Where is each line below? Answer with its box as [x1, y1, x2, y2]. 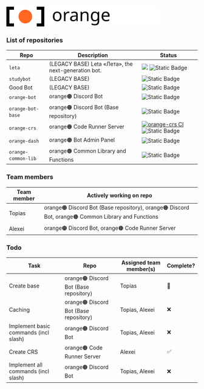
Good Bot [8, 83, 33, 91]
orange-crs [8, 125, 36, 131]
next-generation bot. [49, 67, 102, 74]
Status [160, 51, 177, 58]
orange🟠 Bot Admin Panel [49, 136, 115, 143]
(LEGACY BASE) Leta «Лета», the [49, 60, 133, 67]
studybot [8, 77, 32, 83]
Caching [8, 306, 30, 313]
